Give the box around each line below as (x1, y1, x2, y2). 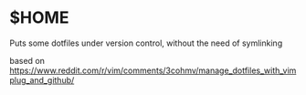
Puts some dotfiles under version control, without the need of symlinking (9, 37, 283, 48)
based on (9, 55, 46, 66)
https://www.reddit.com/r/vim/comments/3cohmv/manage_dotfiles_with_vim (9, 65, 297, 76)
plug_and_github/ (9, 74, 75, 85)
